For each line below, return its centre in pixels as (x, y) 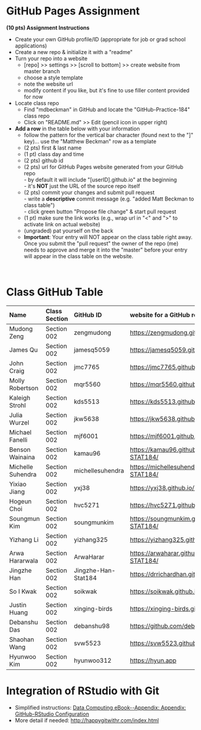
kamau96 (87, 453)
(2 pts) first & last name (53, 148)
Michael (20, 432)
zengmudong (93, 333)
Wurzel (19, 423)
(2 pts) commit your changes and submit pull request (89, 192)
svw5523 (87, 643)
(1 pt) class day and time (54, 154)
